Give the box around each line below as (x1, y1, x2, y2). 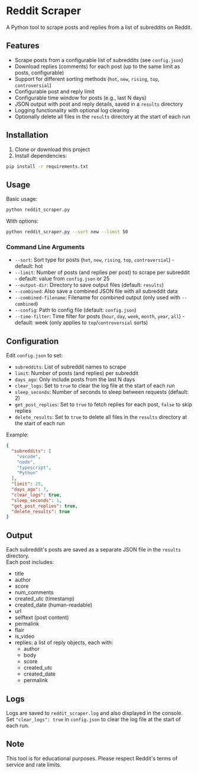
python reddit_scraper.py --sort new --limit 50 (6, 229, 128, 235)
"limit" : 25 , (11, 481, 44, 487)
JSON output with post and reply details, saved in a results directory (14, 100, 183, 107)
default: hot (14, 263, 43, 270)
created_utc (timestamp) (14, 595, 75, 602)
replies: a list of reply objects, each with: (14, 639, 113, 646)
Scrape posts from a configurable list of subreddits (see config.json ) (14, 56, 184, 63)
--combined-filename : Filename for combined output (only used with (14, 294, 180, 301)
